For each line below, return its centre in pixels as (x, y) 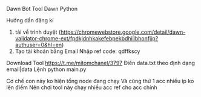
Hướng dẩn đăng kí (30, 20)
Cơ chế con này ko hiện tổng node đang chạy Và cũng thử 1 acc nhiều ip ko (100, 81)
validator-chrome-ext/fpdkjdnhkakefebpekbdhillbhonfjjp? (87, 38)
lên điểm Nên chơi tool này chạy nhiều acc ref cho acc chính (82, 87)
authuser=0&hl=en (38, 45)
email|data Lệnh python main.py (46, 69)
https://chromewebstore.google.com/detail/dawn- (123, 32)
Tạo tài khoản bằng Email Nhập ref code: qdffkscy (77, 51)
